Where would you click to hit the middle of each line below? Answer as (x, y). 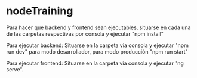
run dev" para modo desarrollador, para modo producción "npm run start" (97, 51)
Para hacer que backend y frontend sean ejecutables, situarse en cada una (98, 27)
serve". (15, 69)
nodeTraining (40, 11)
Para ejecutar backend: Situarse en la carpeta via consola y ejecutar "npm (98, 45)
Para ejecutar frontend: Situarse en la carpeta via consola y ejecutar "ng (95, 63)
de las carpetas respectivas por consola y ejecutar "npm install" (85, 33)
